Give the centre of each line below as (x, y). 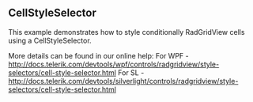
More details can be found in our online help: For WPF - (98, 55)
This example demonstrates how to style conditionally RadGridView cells (126, 32)
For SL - (131, 72)
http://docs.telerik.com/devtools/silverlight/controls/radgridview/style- (123, 81)
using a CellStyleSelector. (50, 40)
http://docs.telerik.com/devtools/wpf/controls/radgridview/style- (114, 64)
